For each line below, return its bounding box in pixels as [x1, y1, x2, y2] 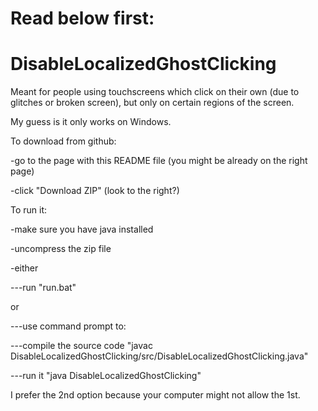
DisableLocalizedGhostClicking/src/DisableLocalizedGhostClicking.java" [10, 350, 309, 362]
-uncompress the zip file [10, 243, 112, 255]
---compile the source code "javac [10, 340, 153, 352]
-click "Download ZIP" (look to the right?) [10, 185, 180, 197]
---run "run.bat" [10, 282, 77, 294]
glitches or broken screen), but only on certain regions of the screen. [10, 97, 295, 109]
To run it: [10, 204, 48, 216]
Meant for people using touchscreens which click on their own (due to [10, 86, 300, 98]
